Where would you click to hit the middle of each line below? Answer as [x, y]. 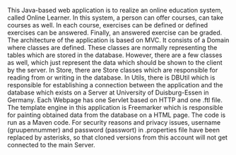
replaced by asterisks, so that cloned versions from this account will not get [118, 137]
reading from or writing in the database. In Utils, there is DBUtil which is [111, 77]
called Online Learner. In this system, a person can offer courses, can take [116, 18]
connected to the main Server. [51, 145]
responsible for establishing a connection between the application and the [116, 85]
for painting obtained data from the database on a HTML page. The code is [117, 115]
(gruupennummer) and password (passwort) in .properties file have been [114, 130]
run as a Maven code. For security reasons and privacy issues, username [114, 122]
